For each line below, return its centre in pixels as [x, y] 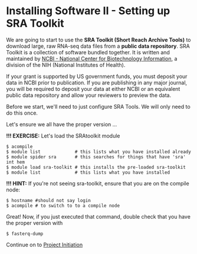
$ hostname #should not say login [49, 200]
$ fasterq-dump [25, 234]
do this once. [22, 113]
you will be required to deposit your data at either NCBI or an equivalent [93, 89]
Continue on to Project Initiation [45, 245]
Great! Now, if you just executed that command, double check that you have [98, 216]
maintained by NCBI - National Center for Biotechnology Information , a [92, 58]
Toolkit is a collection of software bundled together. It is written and [88, 52]
